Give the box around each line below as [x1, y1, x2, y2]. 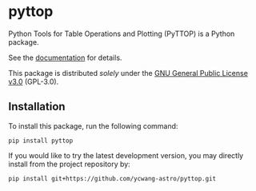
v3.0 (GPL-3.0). [8, 77, 59, 86]
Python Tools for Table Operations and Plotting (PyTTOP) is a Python [8, 29, 235, 38]
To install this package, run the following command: [8, 121, 178, 130]
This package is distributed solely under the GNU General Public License [8, 68, 248, 78]
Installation [8, 100, 66, 113]
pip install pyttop [8, 137, 74, 145]
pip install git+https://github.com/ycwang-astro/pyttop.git [8, 174, 217, 182]
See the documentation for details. [8, 53, 122, 62]
